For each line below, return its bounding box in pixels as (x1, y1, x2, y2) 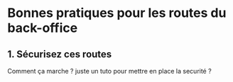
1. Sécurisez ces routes (7, 48, 112, 60)
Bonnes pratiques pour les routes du (7, 5, 227, 21)
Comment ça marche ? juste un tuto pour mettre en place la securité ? (7, 67, 212, 75)
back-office (7, 20, 78, 36)
